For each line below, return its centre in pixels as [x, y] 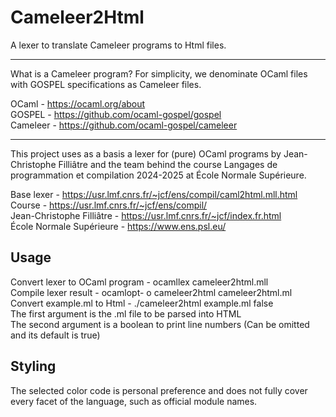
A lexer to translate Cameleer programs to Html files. [118, 45]
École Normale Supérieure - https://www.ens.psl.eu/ [118, 226]
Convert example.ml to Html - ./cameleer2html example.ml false [142, 303]
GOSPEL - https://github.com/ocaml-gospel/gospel [116, 114]
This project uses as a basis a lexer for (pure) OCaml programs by [146, 153]
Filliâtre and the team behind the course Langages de [168, 164]
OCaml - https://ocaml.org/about [78, 103]
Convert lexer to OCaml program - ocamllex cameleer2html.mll [139, 282]
